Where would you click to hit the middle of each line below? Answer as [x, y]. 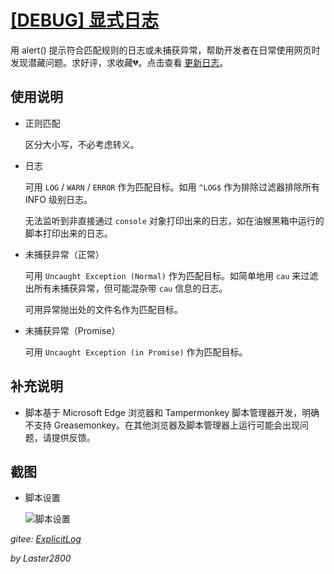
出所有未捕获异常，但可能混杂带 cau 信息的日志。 [126, 288]
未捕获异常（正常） [64, 254]
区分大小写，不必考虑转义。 [82, 144]
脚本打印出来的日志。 [68, 233]
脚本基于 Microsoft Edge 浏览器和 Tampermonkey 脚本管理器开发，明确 [172, 412]
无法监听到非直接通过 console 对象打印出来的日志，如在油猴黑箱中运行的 [174, 220]
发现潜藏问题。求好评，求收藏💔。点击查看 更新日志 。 [119, 62]
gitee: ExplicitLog [46, 539]
